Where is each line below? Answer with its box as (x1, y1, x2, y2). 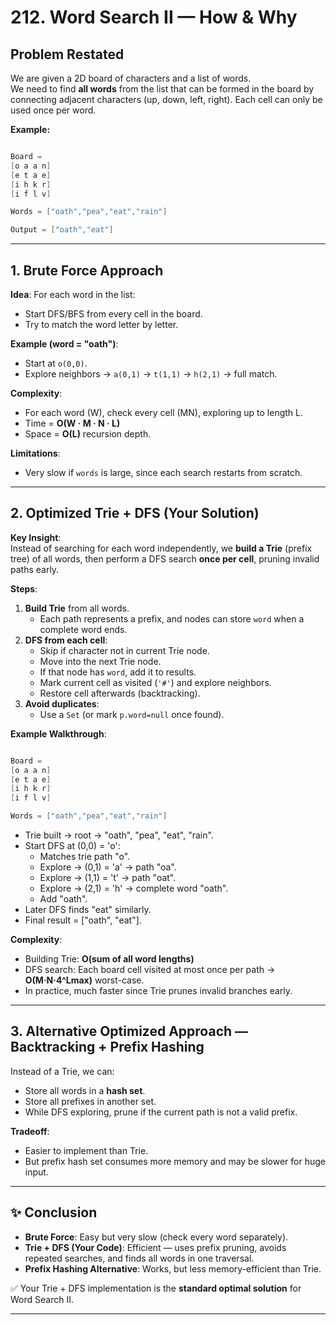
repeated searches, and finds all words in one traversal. (24, 1252, 255, 1264)
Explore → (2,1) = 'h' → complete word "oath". (39, 882, 229, 894)
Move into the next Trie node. (39, 655, 162, 667)
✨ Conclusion (10, 1204, 98, 1221)
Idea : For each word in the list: (10, 288, 136, 300)
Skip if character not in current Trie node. (39, 644, 210, 656)
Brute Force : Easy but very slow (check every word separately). (24, 1231, 289, 1243)
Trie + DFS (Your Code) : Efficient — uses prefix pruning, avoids (24, 1241, 287, 1253)
